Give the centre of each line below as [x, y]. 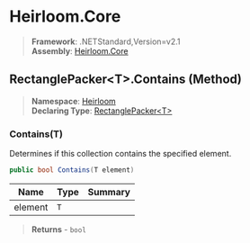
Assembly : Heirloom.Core [80, 50]
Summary [109, 192]
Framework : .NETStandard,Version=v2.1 [106, 41]
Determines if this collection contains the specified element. [121, 154]
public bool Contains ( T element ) [72, 170]
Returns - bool [59, 229]
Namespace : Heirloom [74, 101]
